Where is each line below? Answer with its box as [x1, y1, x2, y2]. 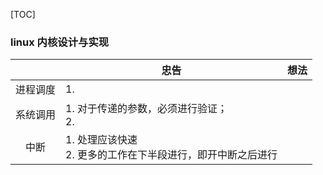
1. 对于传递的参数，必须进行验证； [65, 102, 228, 116]
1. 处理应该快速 [65, 133, 138, 147]
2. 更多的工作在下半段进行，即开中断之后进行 [65, 148, 278, 162]
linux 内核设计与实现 [10, 35, 110, 49]
